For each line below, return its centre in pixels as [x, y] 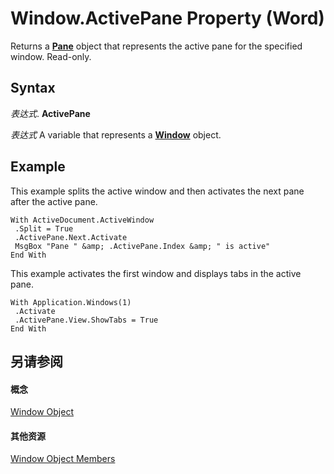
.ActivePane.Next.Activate [71, 237]
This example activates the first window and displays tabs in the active [156, 273]
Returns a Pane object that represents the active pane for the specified [156, 46]
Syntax [33, 88]
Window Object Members [63, 459]
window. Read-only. [51, 56]
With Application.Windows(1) [71, 302]
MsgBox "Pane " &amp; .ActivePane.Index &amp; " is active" [142, 246]
